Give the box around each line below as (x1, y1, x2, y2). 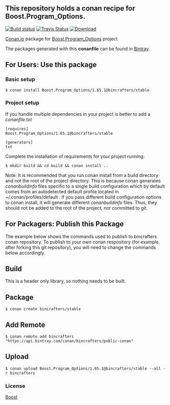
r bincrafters (5, 370, 36, 376)
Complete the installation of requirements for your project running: (5, 153, 145, 159)
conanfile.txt (5, 116, 32, 123)
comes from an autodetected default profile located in (5, 188, 119, 194)
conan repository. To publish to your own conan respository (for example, (5, 238, 160, 245)
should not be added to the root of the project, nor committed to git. (5, 205, 148, 211)
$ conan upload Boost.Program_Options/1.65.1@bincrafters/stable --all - (5, 366, 166, 371)
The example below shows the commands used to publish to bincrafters (5, 233, 157, 239)
